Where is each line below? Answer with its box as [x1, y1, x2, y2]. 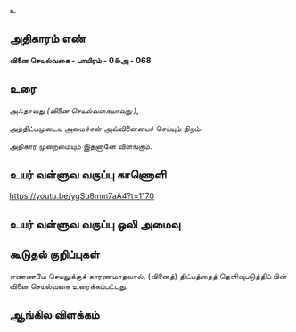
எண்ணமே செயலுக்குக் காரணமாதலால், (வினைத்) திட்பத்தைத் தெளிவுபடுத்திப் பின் [9, 270, 287, 281]
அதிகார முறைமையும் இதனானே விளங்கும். [9, 140, 152, 152]
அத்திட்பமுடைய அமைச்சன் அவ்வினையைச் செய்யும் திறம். [9, 122, 203, 134]
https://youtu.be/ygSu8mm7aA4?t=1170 [9, 191, 154, 202]
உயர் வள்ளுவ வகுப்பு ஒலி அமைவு [9, 216, 181, 232]
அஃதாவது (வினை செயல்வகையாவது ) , [9, 104, 140, 116]
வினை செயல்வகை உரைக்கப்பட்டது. [9, 280, 127, 291]
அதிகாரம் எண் [9, 31, 86, 46]
